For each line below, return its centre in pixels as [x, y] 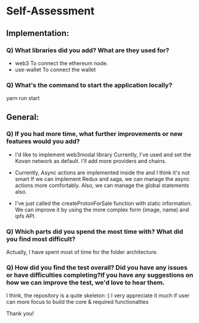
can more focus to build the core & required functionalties [77, 302]
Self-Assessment [50, 11]
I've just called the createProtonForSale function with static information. [103, 203]
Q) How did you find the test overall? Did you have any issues [97, 268]
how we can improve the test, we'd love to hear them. [85, 283]
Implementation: [38, 33]
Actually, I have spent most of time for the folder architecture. [82, 252]
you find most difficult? [41, 239]
